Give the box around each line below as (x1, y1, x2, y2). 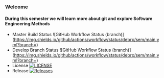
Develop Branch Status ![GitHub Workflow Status (12, 47, 111, 53)
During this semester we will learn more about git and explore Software (5, 16, 153, 21)
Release (12, 68, 28, 74)
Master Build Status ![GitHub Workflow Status (12, 32, 104, 38)
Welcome (5, 3, 28, 10)
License (12, 62, 28, 69)
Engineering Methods (5, 20, 50, 26)
